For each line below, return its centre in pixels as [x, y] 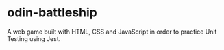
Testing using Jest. [34, 38]
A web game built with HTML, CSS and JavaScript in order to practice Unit [112, 32]
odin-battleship [52, 13]
